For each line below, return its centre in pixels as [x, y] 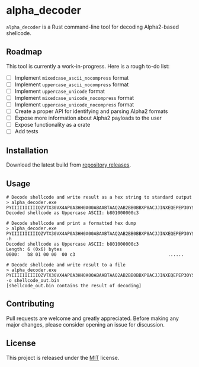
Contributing [30, 304]
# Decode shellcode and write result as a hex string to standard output [99, 197]
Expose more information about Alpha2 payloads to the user [88, 118]
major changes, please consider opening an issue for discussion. [85, 324]
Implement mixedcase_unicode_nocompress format [74, 98]
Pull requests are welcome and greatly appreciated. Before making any [93, 318]
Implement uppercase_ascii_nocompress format [72, 84]
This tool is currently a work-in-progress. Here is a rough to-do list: [88, 66]
